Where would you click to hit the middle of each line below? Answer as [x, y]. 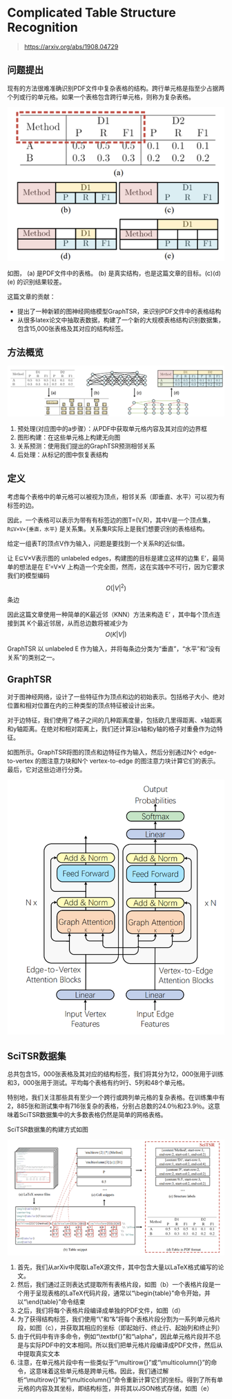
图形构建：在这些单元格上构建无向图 [69, 437]
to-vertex [20, 761]
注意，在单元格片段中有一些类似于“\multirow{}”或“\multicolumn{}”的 [114, 1362]
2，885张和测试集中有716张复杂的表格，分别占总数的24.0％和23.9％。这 [111, 1106]
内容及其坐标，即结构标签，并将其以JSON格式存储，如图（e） [124, 1389]
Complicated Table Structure [91, 13]
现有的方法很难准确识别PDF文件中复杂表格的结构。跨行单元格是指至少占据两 [116, 88]
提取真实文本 [41, 1354]
